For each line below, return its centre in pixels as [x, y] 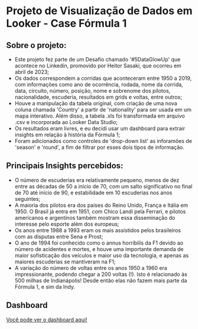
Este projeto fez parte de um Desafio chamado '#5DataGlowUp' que [98, 59]
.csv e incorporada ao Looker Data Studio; [66, 122]
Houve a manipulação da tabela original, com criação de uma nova [96, 103]
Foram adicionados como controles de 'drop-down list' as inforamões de [103, 141]
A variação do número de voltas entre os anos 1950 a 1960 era [91, 268]
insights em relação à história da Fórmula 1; [67, 135]
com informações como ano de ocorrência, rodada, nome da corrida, [99, 84]
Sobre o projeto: [36, 45]
